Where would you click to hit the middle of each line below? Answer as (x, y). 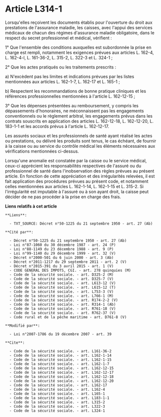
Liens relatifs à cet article (31, 206)
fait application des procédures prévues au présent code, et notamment (77, 181)
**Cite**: (15, 343)
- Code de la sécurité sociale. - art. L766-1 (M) (62, 296)
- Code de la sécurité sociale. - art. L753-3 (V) (62, 292)
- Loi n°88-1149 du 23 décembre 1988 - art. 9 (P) (62, 249)
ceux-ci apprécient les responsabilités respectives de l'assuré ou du (73, 166)
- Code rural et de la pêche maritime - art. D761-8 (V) (68, 317)
